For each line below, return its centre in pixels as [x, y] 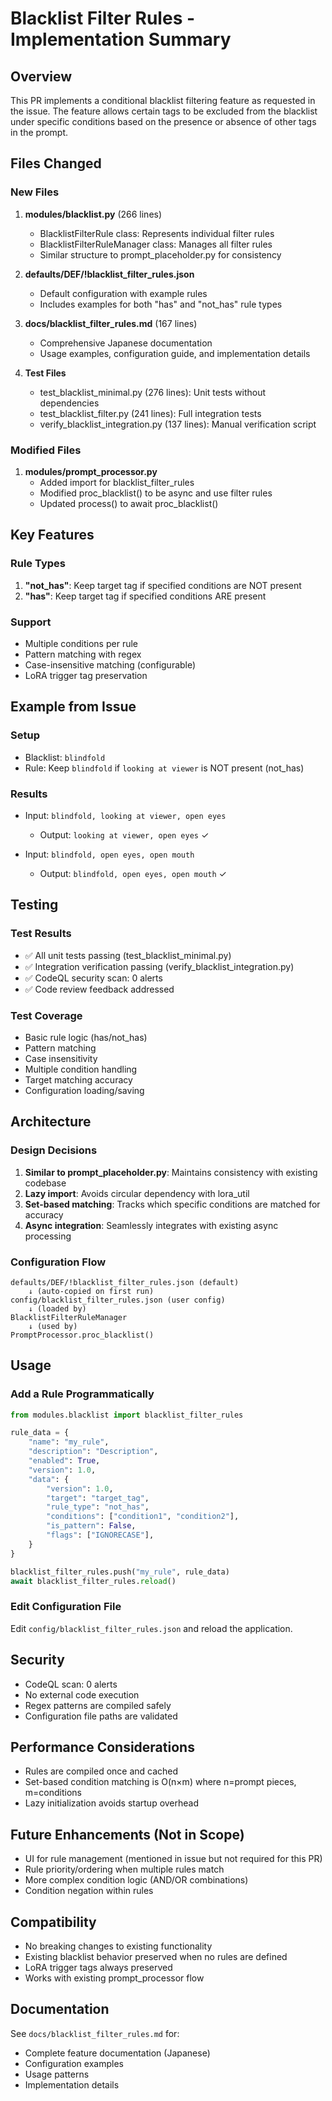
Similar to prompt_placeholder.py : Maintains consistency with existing [171, 1172]
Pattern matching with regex [83, 654]
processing [48, 1236]
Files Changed [56, 163]
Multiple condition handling [81, 1069]
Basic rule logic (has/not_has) [86, 1037]
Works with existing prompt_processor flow [114, 1978]
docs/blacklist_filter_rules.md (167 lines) [111, 323]
